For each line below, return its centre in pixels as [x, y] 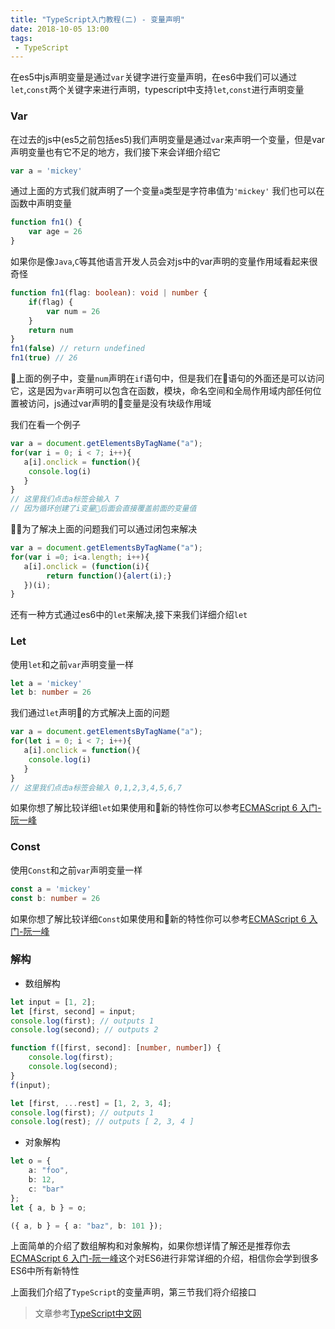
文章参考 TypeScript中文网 [88, 1313]
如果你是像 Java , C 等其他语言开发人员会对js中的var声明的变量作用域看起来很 [164, 262]
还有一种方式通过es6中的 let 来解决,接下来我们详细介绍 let [129, 615]
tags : [21, 38]
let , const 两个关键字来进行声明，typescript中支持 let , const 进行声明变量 [157, 90]
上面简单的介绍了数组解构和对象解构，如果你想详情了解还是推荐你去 [150, 1246]
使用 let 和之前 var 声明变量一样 [72, 664]
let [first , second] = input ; [73, 1011]
